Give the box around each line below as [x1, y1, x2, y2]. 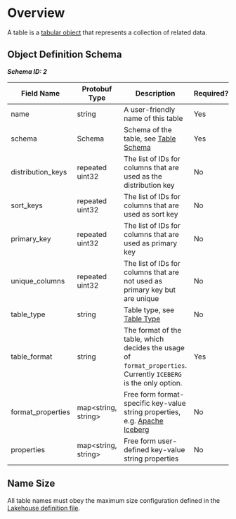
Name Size [7, 478, 55, 489]
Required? [193, 88, 229, 98]
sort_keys [11, 200, 44, 210]
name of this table [124, 113, 183, 123]
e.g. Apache [124, 416, 164, 425]
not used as [124, 276, 163, 286]
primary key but [124, 285, 176, 295]
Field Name [20, 88, 60, 98]
